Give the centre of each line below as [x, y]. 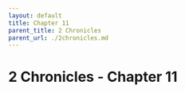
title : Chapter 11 [39, 23]
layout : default [35, 15]
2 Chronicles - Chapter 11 [93, 77]
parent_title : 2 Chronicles [55, 30]
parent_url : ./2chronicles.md [59, 38]
